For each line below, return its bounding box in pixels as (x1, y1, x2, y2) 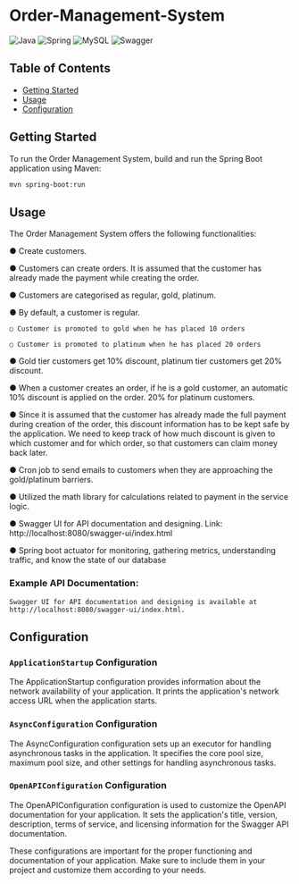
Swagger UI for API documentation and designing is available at (9, 597, 257, 606)
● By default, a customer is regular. (9, 307, 141, 318)
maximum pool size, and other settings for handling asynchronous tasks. (9, 757, 277, 768)
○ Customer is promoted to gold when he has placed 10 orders (9, 324, 245, 333)
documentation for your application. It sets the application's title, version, (9, 809, 278, 820)
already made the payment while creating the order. (9, 273, 200, 283)
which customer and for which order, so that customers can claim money (9, 438, 278, 449)
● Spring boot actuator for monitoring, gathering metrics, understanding (9, 545, 277, 556)
